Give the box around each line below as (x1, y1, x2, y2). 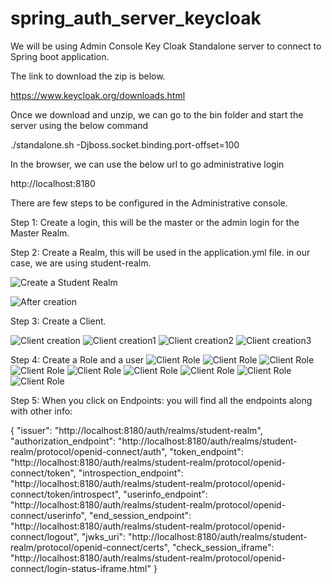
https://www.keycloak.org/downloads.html (10, 89, 186, 101)
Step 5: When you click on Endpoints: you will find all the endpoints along (10, 394, 313, 406)
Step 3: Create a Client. (10, 315, 107, 327)
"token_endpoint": (169, 445, 244, 457)
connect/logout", (10, 530, 80, 542)
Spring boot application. (10, 50, 110, 62)
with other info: (10, 405, 73, 417)
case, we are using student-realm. (10, 257, 152, 269)
